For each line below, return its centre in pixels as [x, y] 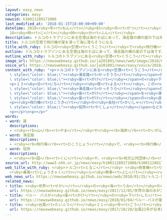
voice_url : [16, 65]
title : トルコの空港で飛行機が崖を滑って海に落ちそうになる [59, 42]
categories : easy [23, 14]
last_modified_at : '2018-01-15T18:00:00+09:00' [55, 24]
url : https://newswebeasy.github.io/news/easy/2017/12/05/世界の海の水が [85, 191]
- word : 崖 [16, 121]
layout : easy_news [24, 10]
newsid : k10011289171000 [31, 19]
